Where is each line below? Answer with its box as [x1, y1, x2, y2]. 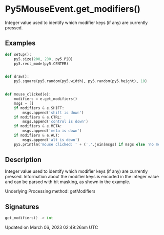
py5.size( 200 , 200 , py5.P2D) [14, 56, 73, 62]
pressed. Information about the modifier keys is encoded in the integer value [5, 174, 159, 180]
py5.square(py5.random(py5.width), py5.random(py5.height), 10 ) [14, 79, 147, 84]
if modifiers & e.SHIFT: [14, 105, 64, 111]
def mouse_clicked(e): [5, 92, 51, 97]
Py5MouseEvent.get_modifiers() [5, 3, 141, 15]
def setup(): [5, 52, 32, 57]
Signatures [5, 202, 40, 211]
